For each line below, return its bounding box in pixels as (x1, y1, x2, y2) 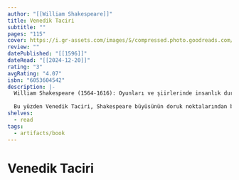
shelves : (7, 110, 33, 117)
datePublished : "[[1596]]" (7, 51, 87, 58)
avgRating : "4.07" (7, 70, 62, 77)
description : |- (7, 83, 55, 90)
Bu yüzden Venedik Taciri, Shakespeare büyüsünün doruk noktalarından (14, 103, 228, 110)
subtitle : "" (7, 23, 46, 31)
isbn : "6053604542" (7, 76, 65, 84)
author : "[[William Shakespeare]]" (7, 10, 113, 18)
